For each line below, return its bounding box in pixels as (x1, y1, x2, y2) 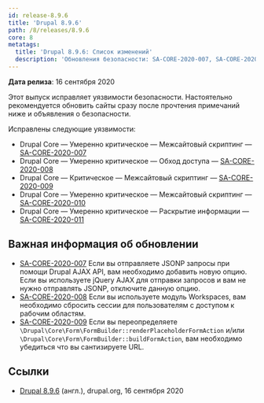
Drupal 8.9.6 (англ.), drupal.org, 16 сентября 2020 (19, 386, 184, 395)
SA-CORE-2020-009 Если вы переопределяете (19, 316, 178, 327)
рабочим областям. (19, 309, 86, 318)
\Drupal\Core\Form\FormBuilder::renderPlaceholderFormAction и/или (19, 325, 245, 335)
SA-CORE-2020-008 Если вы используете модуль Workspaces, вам (19, 292, 246, 301)
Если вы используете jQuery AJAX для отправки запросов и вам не (19, 275, 246, 284)
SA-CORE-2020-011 (19, 214, 85, 224)
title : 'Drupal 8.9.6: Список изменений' (15, 48, 153, 56)
